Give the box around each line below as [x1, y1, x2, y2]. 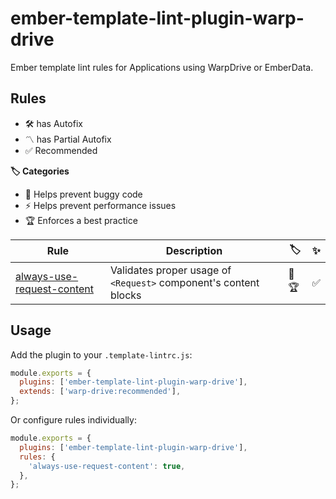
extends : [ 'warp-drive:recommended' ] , [19, 387, 182, 397]
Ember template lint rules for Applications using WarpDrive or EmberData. [10, 61, 314, 73]
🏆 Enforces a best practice [24, 214, 138, 226]
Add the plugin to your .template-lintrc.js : [10, 348, 193, 361]
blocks [109, 288, 142, 302]
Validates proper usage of [109, 263, 232, 277]
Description [165, 244, 223, 258]
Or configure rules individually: [10, 414, 137, 426]
